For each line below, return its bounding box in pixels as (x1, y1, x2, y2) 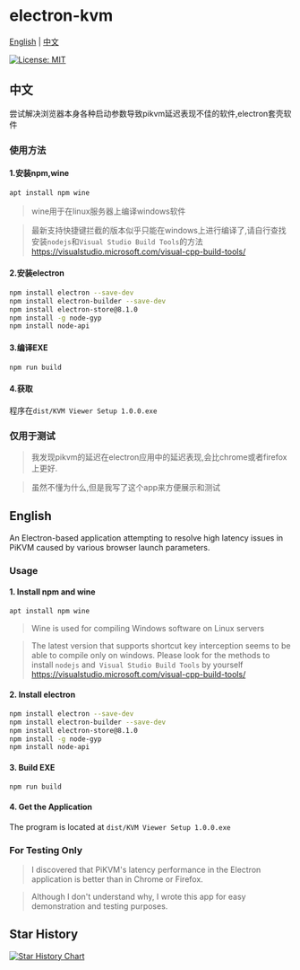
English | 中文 (9, 36, 60, 47)
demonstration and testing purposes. (30, 900, 168, 912)
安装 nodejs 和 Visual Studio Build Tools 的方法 (30, 235, 203, 247)
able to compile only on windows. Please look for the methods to (30, 649, 270, 660)
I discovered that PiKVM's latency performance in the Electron (30, 864, 261, 875)
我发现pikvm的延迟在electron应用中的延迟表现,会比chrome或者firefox (30, 451, 288, 463)
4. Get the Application (9, 801, 92, 812)
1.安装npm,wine (9, 168, 70, 179)
